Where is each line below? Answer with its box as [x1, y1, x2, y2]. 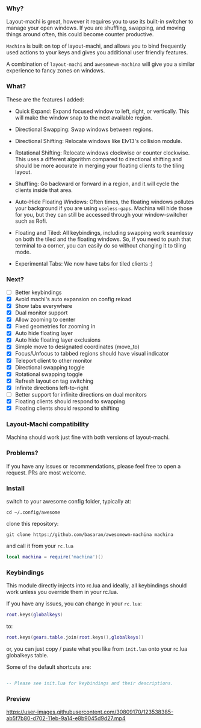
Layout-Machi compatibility [6, 420, 89, 428]
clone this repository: [6, 520, 59, 527]
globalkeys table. [6, 651, 49, 659]
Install [6, 484, 25, 493]
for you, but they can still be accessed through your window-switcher [14, 211, 188, 218]
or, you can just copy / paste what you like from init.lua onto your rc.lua [6, 645, 188, 653]
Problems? [6, 449, 39, 457]
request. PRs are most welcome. [6, 469, 87, 476]
